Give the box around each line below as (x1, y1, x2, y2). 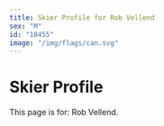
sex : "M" (9, 22, 42, 31)
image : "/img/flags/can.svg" (9, 38, 119, 48)
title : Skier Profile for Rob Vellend (9, 13, 155, 22)
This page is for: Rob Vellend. (9, 107, 119, 118)
